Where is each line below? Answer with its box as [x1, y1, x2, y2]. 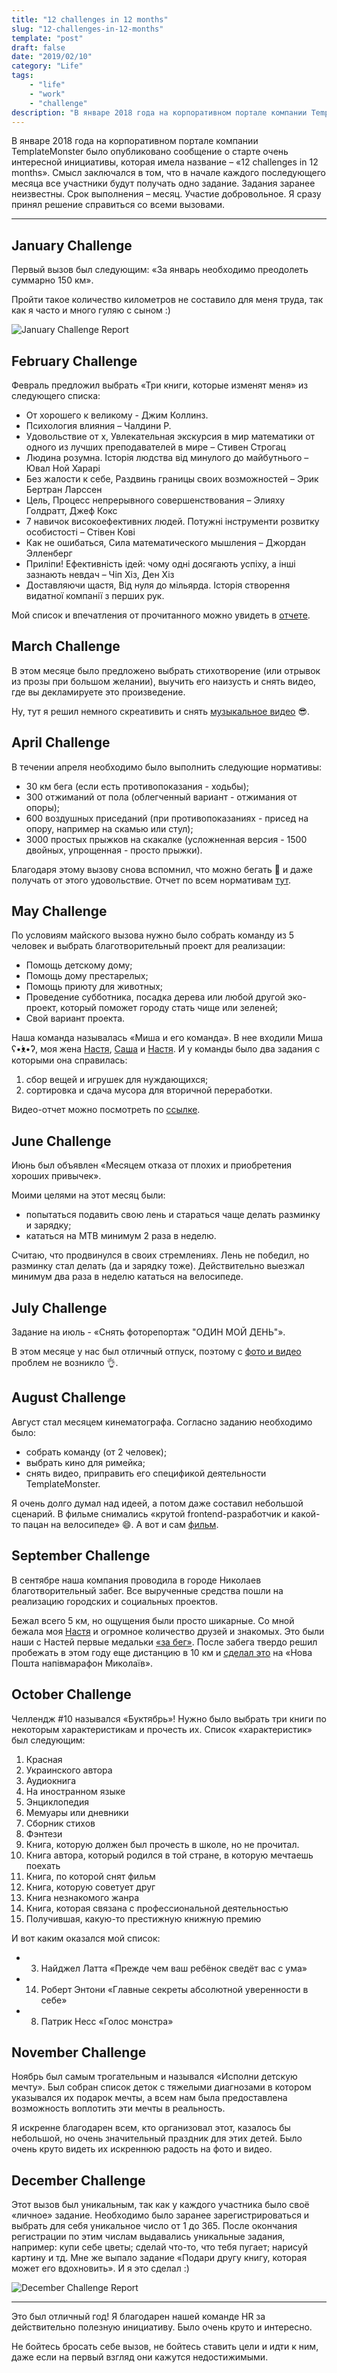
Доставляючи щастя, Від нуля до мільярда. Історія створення [25, 579, 291, 591]
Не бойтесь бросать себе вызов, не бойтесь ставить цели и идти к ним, [11, 2341, 319, 2353]
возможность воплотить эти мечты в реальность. [11, 2102, 226, 2115]
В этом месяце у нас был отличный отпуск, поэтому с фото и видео [11, 1346, 302, 1358]
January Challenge [11, 237, 133, 254]
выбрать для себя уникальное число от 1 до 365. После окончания [11, 2220, 298, 2232]
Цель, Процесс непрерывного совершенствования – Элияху [25, 494, 286, 506]
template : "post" [11, 33, 84, 43]
